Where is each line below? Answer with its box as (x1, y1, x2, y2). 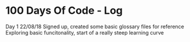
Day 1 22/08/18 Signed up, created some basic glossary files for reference (5, 23, 185, 30)
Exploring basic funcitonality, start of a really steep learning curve (5, 29, 164, 36)
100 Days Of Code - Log (5, 4, 123, 17)
